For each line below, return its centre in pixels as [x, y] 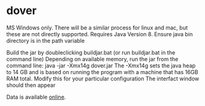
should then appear [31, 85]
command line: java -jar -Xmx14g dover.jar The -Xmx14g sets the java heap [101, 66]
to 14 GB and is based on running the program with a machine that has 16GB [102, 72]
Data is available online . [36, 97]
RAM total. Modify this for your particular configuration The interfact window [103, 78]
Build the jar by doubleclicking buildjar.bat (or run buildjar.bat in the [91, 52]
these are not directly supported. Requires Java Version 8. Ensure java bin [99, 34]
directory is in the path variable [46, 40]
